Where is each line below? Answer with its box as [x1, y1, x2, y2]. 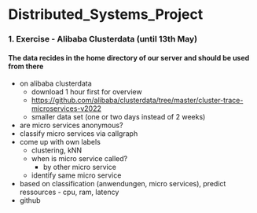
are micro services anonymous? [19, 120, 123, 130]
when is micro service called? [31, 154, 128, 163]
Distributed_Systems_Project [8, 6, 204, 24]
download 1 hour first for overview [31, 87, 143, 97]
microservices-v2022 [31, 104, 102, 113]
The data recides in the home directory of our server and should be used [8, 53, 250, 62]
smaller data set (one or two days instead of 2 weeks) [31, 112, 206, 122]
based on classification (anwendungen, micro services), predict [19, 179, 226, 189]
